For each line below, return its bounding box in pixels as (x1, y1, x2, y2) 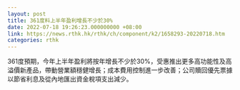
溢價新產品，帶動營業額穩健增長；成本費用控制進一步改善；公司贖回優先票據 (7, 66, 233, 74)
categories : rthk (7, 37, 59, 44)
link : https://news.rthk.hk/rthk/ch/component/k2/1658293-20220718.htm (7, 30, 225, 38)
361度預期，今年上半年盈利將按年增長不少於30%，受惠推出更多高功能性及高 (7, 57, 232, 66)
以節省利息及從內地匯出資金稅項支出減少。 (7, 75, 133, 84)
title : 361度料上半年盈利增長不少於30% (7, 17, 113, 24)
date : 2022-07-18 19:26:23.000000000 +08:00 (7, 23, 142, 30)
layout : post (7, 10, 46, 18)
